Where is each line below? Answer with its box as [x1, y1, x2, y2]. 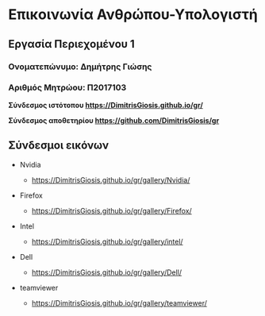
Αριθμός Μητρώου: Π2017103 [8, 82, 127, 93]
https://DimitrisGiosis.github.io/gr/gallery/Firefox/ [31, 206, 192, 215]
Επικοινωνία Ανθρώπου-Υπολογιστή [8, 6, 258, 24]
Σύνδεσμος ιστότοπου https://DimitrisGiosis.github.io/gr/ [8, 100, 204, 110]
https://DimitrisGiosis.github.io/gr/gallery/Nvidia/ [31, 175, 190, 184]
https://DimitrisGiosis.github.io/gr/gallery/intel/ [31, 237, 184, 246]
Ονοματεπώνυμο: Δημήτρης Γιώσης [8, 61, 152, 72]
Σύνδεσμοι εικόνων [8, 139, 109, 152]
